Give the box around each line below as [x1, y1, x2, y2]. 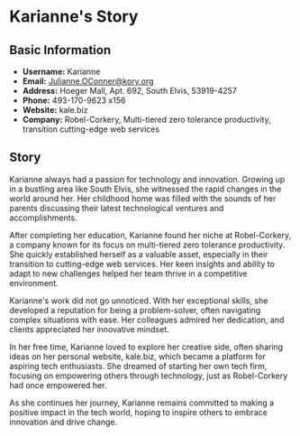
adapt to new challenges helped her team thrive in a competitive [9, 268, 248, 279]
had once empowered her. [9, 379, 107, 390]
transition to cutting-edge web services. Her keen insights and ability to [9, 258, 275, 269]
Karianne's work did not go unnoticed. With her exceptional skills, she [9, 295, 268, 306]
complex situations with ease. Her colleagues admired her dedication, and [9, 314, 285, 325]
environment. [9, 277, 59, 288]
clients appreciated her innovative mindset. [9, 323, 169, 335]
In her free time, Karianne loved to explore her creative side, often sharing [9, 341, 284, 352]
